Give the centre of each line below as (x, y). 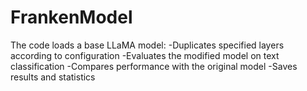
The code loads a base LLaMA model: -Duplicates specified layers (147, 45)
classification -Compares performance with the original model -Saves (154, 66)
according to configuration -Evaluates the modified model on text (145, 55)
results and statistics (53, 77)
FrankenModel (71, 17)
